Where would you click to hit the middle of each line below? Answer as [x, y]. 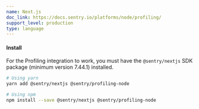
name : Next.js [24, 12]
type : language [25, 28]
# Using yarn [22, 78]
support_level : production [40, 23]
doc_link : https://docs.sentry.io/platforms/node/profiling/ [84, 17]
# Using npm [21, 95]
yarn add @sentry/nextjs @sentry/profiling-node [68, 84]
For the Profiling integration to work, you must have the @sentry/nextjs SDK [99, 61]
